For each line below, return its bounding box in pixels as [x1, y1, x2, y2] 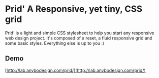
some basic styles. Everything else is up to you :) [5, 40, 104, 46]
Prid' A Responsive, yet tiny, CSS [5, 3, 143, 15]
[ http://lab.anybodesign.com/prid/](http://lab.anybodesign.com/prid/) [5, 67, 146, 73]
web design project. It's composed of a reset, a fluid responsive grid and [5, 35, 153, 41]
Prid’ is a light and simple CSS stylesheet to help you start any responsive [5, 30, 155, 36]
